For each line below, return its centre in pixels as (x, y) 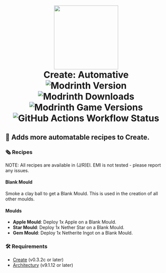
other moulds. (20, 199)
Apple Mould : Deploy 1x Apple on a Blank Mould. (65, 222)
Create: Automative (86, 75)
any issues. (17, 170)
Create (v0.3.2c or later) (38, 259)
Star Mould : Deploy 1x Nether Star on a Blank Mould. (68, 227)
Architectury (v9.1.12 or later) (43, 265)
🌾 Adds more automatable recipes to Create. (78, 137)
